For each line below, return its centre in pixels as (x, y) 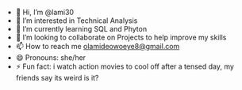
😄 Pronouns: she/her (50, 58)
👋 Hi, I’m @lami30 (44, 12)
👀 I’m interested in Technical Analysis (77, 21)
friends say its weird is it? (57, 78)
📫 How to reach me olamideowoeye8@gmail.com (98, 46)
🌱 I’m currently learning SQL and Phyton (81, 29)
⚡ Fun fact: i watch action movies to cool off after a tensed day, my (125, 66)
